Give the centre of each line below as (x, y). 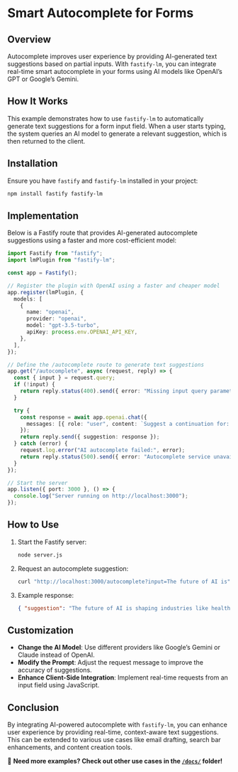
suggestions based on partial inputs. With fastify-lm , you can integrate (112, 64)
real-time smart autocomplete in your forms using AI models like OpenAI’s (115, 71)
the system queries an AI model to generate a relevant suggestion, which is (117, 134)
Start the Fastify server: (52, 542)
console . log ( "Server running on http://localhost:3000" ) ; (101, 496)
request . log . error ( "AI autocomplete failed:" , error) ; (103, 450)
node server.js (40, 555)
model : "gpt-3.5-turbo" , (63, 326)
